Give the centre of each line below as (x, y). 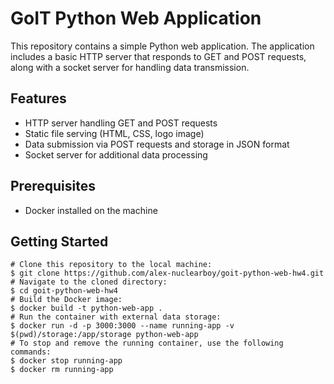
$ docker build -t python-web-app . (86, 308)
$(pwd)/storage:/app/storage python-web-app (104, 335)
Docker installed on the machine (91, 210)
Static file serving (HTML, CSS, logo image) (114, 133)
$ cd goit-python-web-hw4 (64, 291)
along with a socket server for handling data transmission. (130, 67)
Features (38, 98)
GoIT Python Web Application (136, 18)
